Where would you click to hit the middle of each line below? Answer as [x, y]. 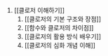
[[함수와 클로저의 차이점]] [59, 28]
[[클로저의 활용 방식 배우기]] [63, 36]
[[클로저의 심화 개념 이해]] [60, 45]
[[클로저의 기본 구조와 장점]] [63, 19]
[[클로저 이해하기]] [39, 10]
